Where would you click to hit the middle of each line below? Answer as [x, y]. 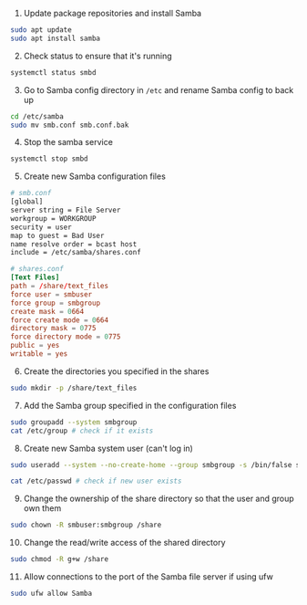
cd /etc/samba [37, 116]
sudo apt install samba [56, 38]
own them [42, 508]
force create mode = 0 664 [59, 320]
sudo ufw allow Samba [51, 593]
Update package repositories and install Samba [113, 13]
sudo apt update [41, 30]
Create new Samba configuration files [95, 176]
